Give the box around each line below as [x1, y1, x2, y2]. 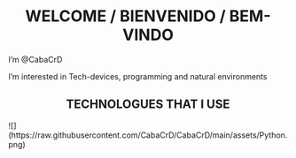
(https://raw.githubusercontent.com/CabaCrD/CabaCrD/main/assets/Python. [8, 130, 288, 140]
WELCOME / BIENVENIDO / [25, 6, 227, 26]
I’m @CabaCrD [8, 54, 63, 64]
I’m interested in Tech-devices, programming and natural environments [8, 71, 268, 81]
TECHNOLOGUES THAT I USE [66, 97, 230, 112]
